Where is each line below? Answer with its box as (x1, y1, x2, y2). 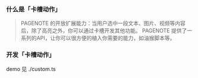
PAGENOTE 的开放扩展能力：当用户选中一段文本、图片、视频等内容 (20, 19, 186, 27)
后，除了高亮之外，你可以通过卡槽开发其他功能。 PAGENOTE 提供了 (20, 27, 187, 34)
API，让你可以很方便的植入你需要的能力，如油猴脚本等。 (36, 34, 175, 42)
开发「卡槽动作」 (6, 51, 55, 59)
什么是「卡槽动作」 (6, 5, 61, 13)
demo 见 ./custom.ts (6, 65, 56, 72)
